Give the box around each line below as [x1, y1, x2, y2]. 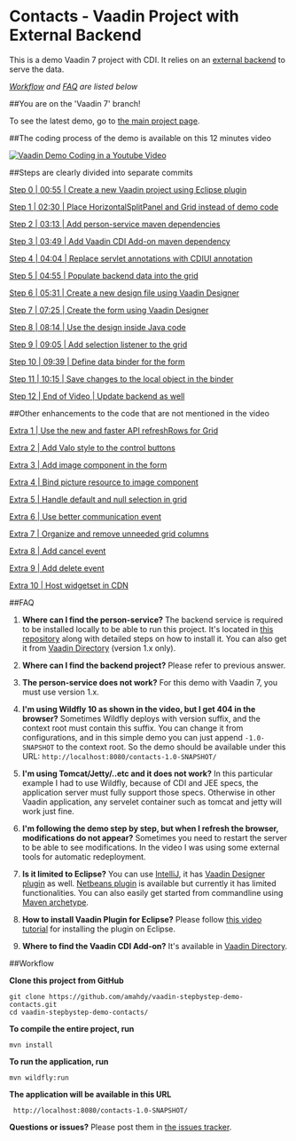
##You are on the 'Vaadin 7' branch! [9, 98, 141, 108]
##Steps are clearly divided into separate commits [9, 167, 193, 178]
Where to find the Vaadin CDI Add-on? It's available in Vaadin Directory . [21, 940, 288, 951]
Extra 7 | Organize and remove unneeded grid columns [9, 528, 210, 539]
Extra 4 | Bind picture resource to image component [9, 477, 199, 487]
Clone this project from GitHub [9, 975, 124, 986]
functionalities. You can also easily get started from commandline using [21, 887, 284, 898]
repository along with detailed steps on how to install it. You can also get [21, 633, 287, 644]
